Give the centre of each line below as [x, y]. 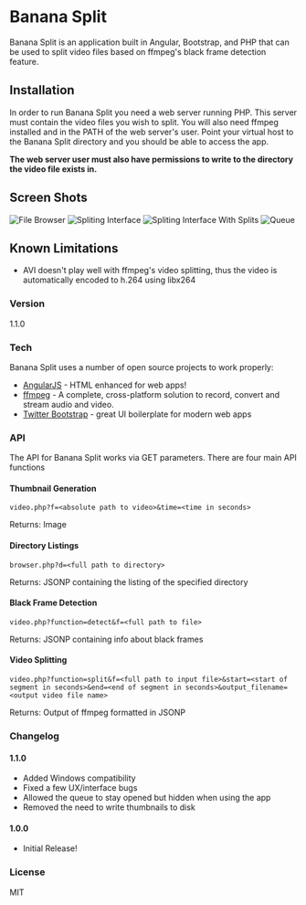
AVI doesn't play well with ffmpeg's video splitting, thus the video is [150, 271]
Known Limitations [64, 248]
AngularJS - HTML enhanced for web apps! [105, 385]
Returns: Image [38, 525]
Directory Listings [44, 546]
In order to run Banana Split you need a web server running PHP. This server [153, 112]
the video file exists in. [53, 169]
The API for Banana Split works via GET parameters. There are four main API [153, 458]
